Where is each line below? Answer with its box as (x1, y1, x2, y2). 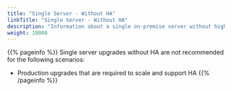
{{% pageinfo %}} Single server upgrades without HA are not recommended (7, 48, 224, 57)
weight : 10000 (7, 29, 48, 37)
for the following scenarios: (7, 56, 85, 64)
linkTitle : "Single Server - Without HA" (7, 17, 128, 23)
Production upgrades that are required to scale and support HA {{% (17, 69, 210, 77)
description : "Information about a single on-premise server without (7, 23, 212, 30)
